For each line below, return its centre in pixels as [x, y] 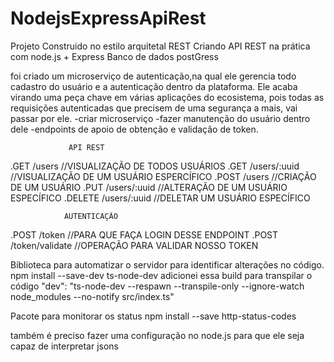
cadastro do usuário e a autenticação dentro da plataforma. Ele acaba [154, 86]
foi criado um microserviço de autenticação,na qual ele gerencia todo [153, 76]
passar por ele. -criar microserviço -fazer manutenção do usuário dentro [160, 118]
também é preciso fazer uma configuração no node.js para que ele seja [157, 335]
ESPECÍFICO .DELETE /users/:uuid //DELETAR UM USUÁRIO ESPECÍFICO [160, 198]
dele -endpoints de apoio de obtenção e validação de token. [134, 129]
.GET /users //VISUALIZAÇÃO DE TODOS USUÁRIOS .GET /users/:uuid [155, 166]
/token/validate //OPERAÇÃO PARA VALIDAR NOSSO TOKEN [134, 245]
